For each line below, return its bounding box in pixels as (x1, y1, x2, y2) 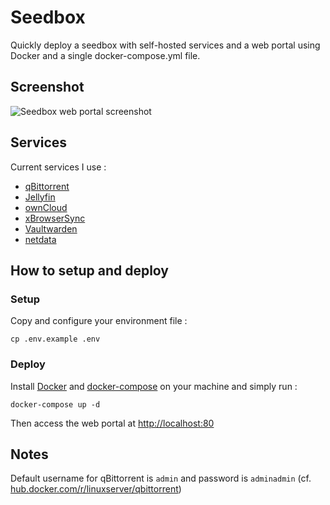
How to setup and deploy (10, 262, 169, 279)
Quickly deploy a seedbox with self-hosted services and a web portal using (10, 39, 321, 51)
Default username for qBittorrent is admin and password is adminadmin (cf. (10, 472, 312, 485)
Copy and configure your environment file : (10, 315, 188, 327)
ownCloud (24, 201, 68, 213)
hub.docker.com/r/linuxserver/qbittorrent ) (10, 483, 182, 495)
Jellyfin (24, 191, 56, 203)
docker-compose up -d (10, 399, 101, 410)
